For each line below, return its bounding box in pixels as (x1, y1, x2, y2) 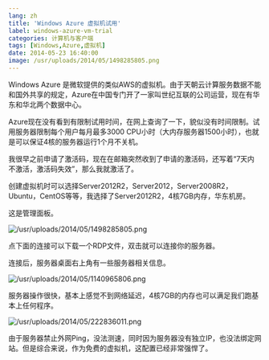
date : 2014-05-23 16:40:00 (8, 49, 99, 57)
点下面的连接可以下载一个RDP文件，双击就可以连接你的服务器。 (8, 240, 220, 250)
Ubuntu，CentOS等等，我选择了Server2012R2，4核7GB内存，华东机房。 (8, 190, 251, 201)
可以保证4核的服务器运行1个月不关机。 (14, 137, 143, 146)
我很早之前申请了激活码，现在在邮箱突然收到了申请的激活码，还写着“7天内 (8, 153, 255, 163)
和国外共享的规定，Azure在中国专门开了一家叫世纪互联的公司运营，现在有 (8, 89, 253, 99)
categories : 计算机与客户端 (8, 34, 94, 43)
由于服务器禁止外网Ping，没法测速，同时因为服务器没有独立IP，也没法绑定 (8, 333, 255, 342)
